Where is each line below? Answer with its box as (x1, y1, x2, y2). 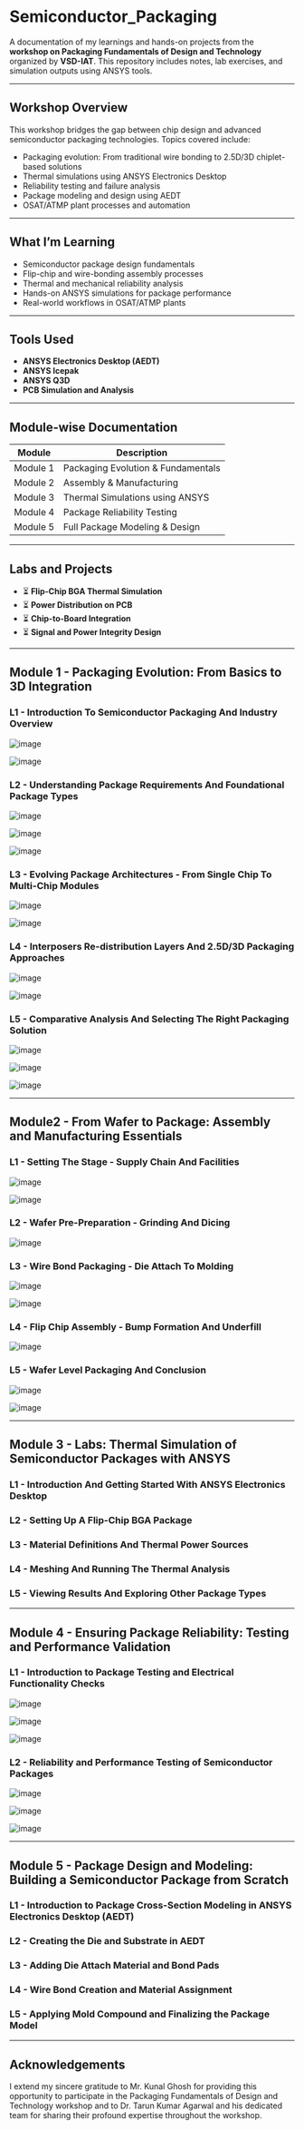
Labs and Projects (9, 561, 113, 577)
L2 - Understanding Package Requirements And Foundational (9, 778, 285, 791)
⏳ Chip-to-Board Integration (22, 613, 131, 623)
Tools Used (9, 331, 74, 347)
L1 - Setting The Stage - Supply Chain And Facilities (9, 1156, 240, 1168)
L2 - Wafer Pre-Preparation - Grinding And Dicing (9, 1216, 231, 1229)
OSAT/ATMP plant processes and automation (22, 200, 191, 210)
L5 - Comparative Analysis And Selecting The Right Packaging (9, 1012, 290, 1025)
